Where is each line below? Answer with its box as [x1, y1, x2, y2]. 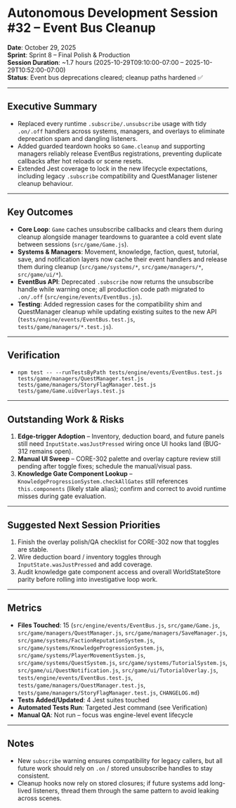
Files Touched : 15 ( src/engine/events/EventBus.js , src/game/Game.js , [17, 621, 220, 629]
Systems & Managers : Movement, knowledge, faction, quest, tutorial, [17, 247, 220, 256]
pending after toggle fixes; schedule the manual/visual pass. [17, 462, 192, 471]
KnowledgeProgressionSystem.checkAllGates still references [17, 477, 188, 485]
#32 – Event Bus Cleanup [7, 20, 156, 36]
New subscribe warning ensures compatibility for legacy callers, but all [17, 756, 223, 765]
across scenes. [17, 794, 62, 802]
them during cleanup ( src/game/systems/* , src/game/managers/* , [17, 262, 204, 271]
